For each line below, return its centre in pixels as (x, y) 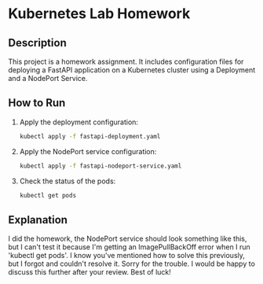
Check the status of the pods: (68, 181)
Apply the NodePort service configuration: (88, 151)
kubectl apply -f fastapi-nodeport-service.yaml (100, 166)
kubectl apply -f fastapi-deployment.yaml (90, 136)
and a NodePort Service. (48, 78)
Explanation (38, 220)
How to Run (37, 103)
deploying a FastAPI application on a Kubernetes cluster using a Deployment (132, 70)
